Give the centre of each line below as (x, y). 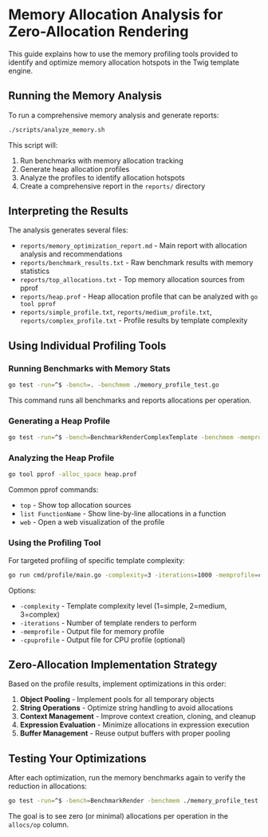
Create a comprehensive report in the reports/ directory (112, 186)
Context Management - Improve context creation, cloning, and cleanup (138, 716)
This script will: (33, 145)
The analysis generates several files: (69, 230)
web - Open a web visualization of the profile (92, 522)
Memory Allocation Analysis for (116, 15)
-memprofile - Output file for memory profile (92, 631)
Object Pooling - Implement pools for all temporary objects (117, 700)
